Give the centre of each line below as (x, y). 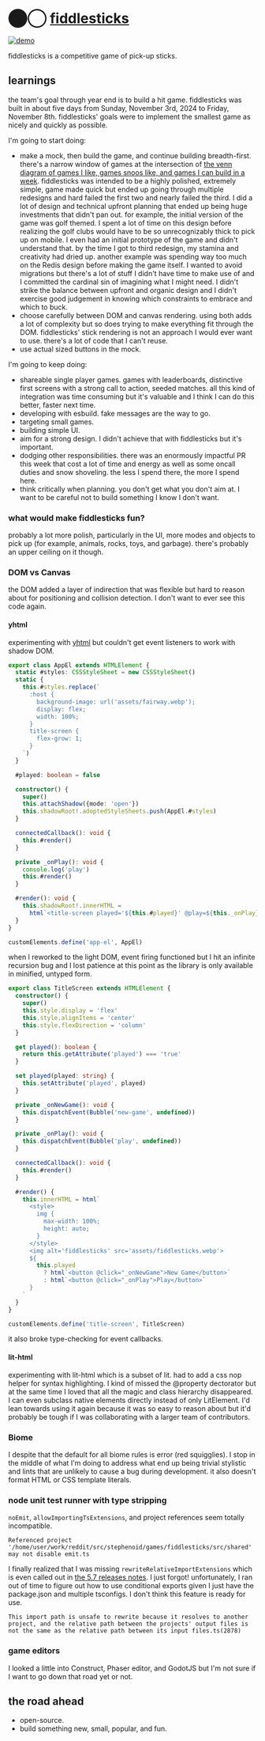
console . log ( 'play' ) (56, 869)
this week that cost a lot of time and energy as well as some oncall (127, 464)
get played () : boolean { (56, 1047)
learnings (32, 81)
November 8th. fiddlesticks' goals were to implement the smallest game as (129, 116)
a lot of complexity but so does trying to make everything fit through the (136, 324)
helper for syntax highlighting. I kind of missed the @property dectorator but (132, 1383)
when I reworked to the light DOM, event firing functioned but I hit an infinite (132, 957)
